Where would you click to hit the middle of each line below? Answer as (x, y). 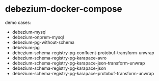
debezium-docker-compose (64, 9)
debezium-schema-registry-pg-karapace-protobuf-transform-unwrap (83, 73)
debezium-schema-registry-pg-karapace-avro (59, 58)
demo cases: (18, 22)
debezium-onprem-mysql (38, 37)
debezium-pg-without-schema (43, 42)
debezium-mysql (29, 32)
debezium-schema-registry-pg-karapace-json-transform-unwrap (79, 63)
